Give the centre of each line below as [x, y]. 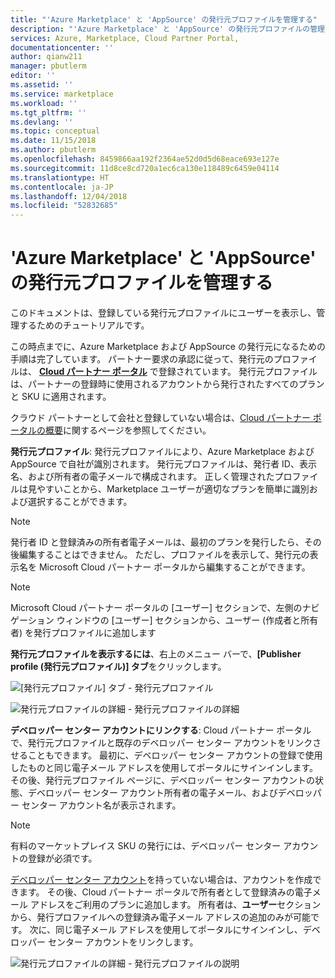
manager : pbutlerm [48, 66]
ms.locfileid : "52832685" [64, 206]
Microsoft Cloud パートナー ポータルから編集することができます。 [174, 567]
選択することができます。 [80, 502]
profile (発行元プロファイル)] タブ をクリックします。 [118, 667]
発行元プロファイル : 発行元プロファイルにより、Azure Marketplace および [162, 452]
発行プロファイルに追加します [95, 633]
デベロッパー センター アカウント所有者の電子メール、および [152, 793]
